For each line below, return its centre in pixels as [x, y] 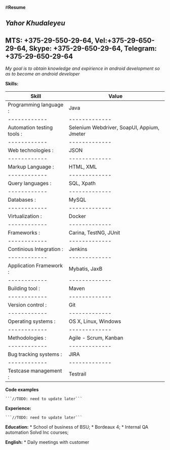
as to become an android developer [42, 74]
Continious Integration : [35, 249]
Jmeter [77, 134]
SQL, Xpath [82, 183]
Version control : [27, 305]
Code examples [22, 390]
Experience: [18, 408]
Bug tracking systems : [35, 354]
